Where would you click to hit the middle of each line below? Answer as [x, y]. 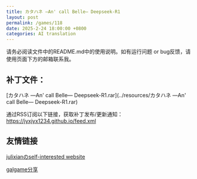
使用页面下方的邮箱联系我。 [40, 59]
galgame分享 [22, 169]
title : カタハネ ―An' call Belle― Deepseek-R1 [63, 12]
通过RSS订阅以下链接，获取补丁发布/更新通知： [65, 114]
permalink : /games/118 [34, 23]
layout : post [22, 17]
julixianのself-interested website [46, 156]
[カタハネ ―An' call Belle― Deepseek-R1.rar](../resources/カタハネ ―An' [96, 95]
